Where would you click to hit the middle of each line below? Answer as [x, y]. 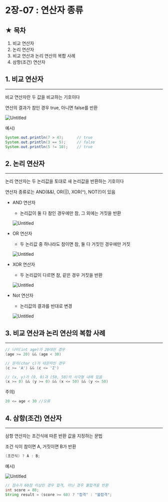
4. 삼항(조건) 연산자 [33, 418]
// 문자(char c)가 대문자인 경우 [35, 363]
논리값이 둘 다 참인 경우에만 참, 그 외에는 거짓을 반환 [70, 213]
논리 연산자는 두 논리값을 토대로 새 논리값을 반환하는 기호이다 [64, 181]
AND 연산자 [24, 203]
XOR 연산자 [24, 265]
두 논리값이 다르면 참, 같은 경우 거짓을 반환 [61, 275]
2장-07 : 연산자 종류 [44, 10]
